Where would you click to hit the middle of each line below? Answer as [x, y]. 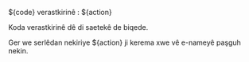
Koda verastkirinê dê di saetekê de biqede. [78, 27]
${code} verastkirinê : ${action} [60, 12]
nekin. [18, 51]
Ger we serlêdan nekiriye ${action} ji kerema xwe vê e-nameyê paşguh [124, 42]
